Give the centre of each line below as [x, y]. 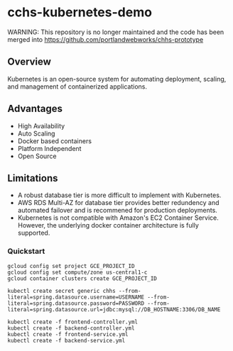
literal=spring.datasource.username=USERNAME [76, 297]
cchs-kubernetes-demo [80, 12]
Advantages [35, 109]
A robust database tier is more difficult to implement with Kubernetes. [119, 195]
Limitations [33, 178]
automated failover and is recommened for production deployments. [118, 211]
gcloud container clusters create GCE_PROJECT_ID [82, 278]
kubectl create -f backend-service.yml [66, 340]
